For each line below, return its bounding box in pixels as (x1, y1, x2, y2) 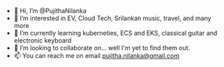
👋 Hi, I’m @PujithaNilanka (13, 7, 87, 15)
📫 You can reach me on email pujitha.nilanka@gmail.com (13, 52, 180, 59)
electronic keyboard (13, 36, 72, 45)
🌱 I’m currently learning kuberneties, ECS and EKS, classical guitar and (13, 29, 218, 37)
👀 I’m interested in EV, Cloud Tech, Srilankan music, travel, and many (13, 14, 211, 22)
